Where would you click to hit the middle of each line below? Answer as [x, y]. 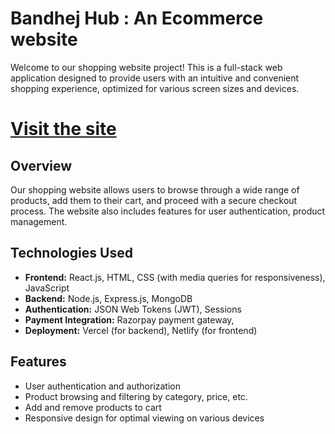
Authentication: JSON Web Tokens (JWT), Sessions [133, 309]
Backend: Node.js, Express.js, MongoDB [108, 298]
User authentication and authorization [103, 386]
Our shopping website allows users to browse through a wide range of [155, 189]
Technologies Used [71, 253]
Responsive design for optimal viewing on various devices [144, 418]
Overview [41, 165]
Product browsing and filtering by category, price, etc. [136, 396]
